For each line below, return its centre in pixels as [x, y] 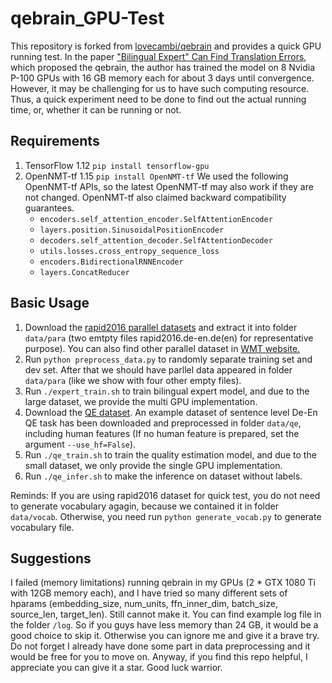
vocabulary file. [42, 527]
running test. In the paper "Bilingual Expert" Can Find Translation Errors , [158, 56]
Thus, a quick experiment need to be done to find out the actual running [158, 99]
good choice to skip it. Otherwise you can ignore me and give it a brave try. [165, 636]
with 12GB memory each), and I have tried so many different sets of [149, 593]
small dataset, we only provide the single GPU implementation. [153, 465]
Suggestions [51, 558]
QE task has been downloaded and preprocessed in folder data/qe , [163, 423]
